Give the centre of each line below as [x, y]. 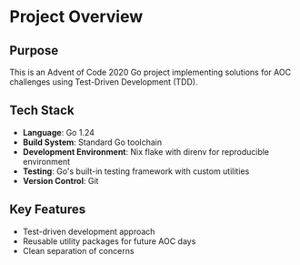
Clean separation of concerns [78, 250]
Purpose [34, 51]
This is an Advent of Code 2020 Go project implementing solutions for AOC [150, 72]
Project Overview [76, 17]
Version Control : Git [60, 180]
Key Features [48, 210]
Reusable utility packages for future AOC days [109, 241]
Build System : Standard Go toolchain [92, 142]
